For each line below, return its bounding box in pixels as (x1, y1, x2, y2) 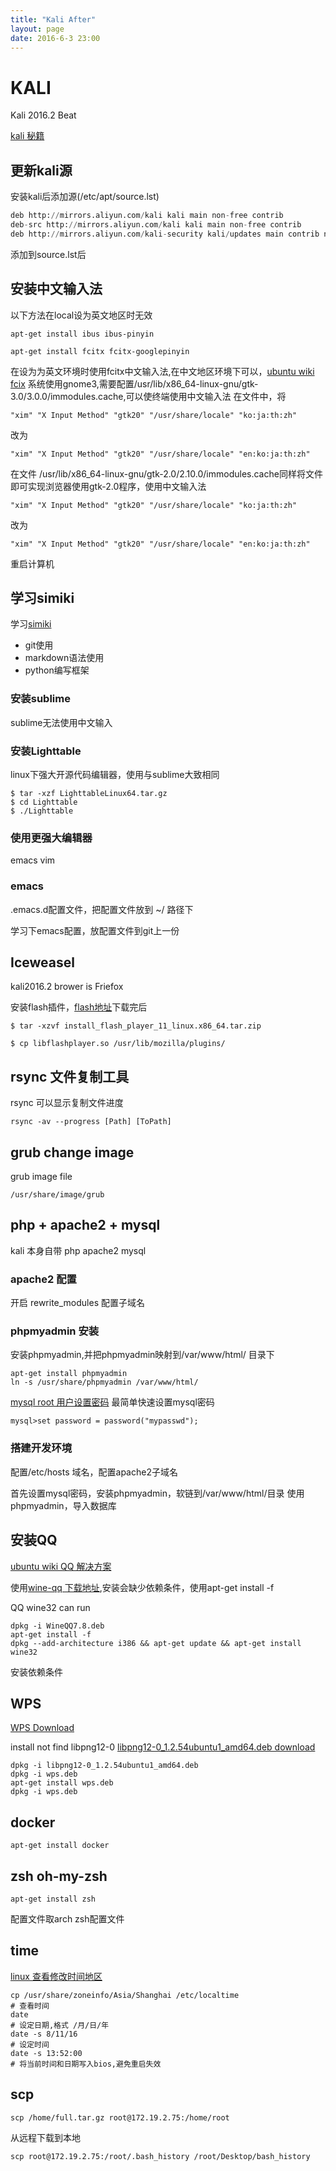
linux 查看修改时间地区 (10, 1970, 103, 1982)
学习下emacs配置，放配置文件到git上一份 (10, 924, 180, 936)
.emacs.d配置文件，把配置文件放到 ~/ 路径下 (10, 903, 194, 915)
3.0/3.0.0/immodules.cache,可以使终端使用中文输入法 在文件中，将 (10, 390, 287, 402)
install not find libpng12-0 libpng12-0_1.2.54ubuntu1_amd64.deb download (10, 1741, 316, 1753)
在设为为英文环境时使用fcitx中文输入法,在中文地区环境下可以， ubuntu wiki (10, 365, 315, 377)
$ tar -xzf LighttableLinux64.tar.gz (10, 788, 168, 798)
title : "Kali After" (10, 14, 97, 25)
